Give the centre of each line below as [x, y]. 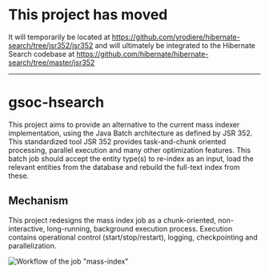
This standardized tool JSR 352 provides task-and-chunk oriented [117, 141]
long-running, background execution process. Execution [140, 228]
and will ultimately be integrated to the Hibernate [175, 45]
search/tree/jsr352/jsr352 [51, 45]
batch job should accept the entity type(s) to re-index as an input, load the [131, 159]
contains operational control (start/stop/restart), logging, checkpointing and [133, 237]
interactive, [27, 228]
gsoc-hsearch [56, 103]
